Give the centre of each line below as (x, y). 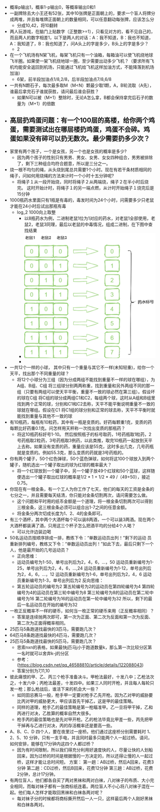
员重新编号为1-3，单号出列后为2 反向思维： (60, 580)
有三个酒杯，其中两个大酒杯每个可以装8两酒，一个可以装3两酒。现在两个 (82, 519)
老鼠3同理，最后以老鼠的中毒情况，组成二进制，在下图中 (92, 224)
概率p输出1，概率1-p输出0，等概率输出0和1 (53, 7)
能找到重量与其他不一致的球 (45, 416)
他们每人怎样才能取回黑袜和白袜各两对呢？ (61, 792)
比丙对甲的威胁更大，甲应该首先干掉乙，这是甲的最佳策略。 (76, 701)
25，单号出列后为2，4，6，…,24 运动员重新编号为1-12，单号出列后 (84, 568)
